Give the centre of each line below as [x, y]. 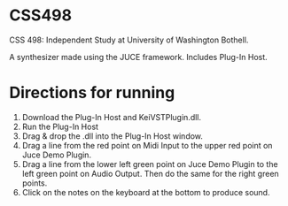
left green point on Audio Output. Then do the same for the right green [150, 173]
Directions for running [92, 93]
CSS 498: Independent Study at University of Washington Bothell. [129, 40]
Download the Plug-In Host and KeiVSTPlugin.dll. [112, 117]
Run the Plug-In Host [60, 126]
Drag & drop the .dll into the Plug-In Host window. [113, 136]
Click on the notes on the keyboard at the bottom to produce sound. [146, 192]
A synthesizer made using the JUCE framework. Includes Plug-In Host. [138, 57]
